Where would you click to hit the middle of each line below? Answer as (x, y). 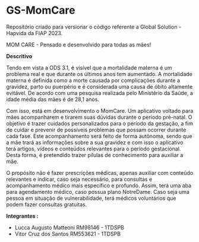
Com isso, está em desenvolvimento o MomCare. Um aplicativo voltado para (100, 111)
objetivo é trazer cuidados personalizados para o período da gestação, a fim (99, 123)
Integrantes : (22, 216)
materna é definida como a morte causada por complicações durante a (93, 80)
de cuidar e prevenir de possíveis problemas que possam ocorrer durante (96, 130)
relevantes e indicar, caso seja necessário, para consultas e (79, 179)
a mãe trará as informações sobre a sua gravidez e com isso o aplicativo (95, 142)
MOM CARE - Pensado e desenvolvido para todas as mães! (79, 45)
